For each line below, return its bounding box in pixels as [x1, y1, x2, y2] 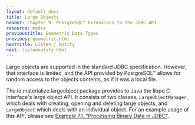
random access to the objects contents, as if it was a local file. [6, 75, 157, 83]
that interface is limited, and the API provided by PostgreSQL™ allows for [6, 69, 181, 77]
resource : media [6, 25, 46, 31]
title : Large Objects [6, 14, 60, 20]
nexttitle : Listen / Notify [6, 42, 75, 48]
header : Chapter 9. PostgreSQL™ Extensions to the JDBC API [6, 19, 157, 25]
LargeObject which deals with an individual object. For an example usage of [6, 106, 190, 113]
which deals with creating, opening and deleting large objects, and [6, 100, 168, 107]
